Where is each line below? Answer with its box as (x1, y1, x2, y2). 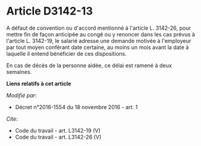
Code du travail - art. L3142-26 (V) (15, 133, 102, 141)
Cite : (6, 115, 18, 122)
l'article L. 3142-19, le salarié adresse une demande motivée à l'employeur (6, 37, 191, 44)
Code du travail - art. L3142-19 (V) (15, 127, 101, 134)
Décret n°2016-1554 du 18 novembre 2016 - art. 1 (15, 103, 138, 110)
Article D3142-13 (6, 4, 93, 18)
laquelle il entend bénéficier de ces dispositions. (6, 50, 127, 57)
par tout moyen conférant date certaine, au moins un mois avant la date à (6, 44, 189, 51)
